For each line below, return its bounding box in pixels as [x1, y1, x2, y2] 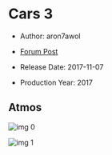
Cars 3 [8, 5, 54, 23]
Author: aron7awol [19, 31, 81, 41]
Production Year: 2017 [19, 77, 94, 87]
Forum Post [19, 46, 58, 56]
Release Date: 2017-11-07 [19, 62, 104, 72]
